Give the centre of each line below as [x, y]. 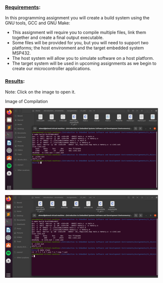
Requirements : [23, 7]
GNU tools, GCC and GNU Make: [38, 23]
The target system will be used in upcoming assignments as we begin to [84, 63]
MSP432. [21, 53]
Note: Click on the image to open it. [41, 92]
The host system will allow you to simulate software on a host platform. [83, 58]
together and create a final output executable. [58, 37]
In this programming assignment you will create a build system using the [77, 18]
